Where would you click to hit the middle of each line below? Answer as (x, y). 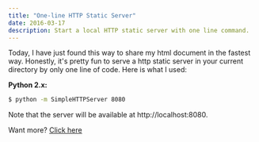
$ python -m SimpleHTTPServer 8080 (67, 100)
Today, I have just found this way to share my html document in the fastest (129, 53)
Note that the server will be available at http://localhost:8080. (108, 115)
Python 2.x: (28, 85)
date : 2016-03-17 (37, 23)
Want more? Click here (45, 130)
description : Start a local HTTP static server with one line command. (129, 30)
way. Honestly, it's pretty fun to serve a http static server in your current (126, 61)
